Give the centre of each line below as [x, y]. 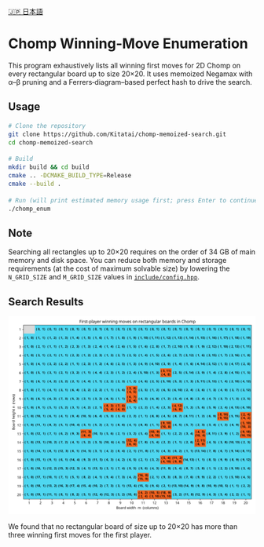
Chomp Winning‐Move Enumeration [128, 44]
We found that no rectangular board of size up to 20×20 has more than [123, 527]
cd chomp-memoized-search [50, 142]
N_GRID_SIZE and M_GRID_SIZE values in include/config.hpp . [104, 277]
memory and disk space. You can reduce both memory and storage [117, 261]
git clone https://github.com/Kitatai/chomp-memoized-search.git [117, 134]
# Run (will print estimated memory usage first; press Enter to [117, 200]
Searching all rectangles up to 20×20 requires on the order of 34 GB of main [132, 252]
